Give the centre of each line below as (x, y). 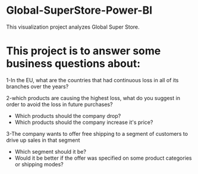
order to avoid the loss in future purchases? (59, 104)
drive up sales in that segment (43, 140)
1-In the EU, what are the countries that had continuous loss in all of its (92, 80)
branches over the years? (37, 86)
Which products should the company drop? (68, 116)
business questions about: (73, 64)
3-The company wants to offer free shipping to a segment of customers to (97, 133)
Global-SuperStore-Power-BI (79, 10)
